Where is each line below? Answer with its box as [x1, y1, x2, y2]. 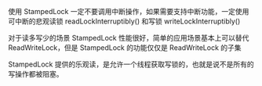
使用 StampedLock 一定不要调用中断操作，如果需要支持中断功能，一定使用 [8, 7, 249, 16]
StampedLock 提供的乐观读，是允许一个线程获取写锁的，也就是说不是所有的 [8, 59, 254, 69]
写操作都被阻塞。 [8, 70, 64, 78]
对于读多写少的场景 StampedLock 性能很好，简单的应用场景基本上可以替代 [8, 34, 249, 42]
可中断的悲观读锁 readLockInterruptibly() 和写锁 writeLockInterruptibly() [8, 16, 241, 26]
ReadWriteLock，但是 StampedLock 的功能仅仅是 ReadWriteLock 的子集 [8, 43, 242, 52]
